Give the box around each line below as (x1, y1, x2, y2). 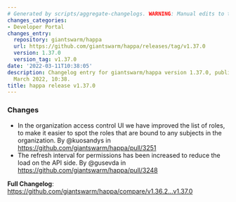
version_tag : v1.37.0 (13, 56, 77, 63)
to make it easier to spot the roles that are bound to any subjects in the (17, 128, 223, 137)
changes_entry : (7, 29, 52, 37)
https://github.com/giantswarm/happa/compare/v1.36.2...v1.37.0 (7, 187, 193, 195)
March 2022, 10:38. (13, 75, 71, 83)
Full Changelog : (7, 180, 54, 188)
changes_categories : (7, 17, 68, 24)
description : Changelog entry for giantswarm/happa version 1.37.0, (7, 69, 212, 76)
